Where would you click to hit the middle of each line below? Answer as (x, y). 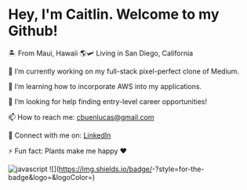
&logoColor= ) (73, 177)
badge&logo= (30, 177)
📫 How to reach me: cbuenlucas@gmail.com (81, 117)
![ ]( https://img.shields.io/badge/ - (102, 169)
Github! (33, 31)
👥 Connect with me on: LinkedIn (60, 135)
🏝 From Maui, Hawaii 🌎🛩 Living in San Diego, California (101, 53)
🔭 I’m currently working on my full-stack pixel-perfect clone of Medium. (124, 71)
